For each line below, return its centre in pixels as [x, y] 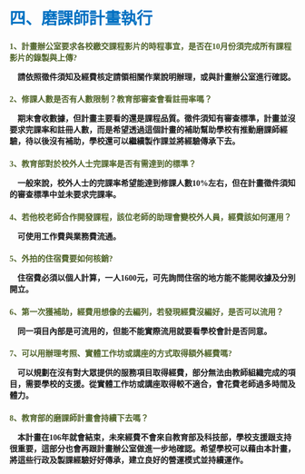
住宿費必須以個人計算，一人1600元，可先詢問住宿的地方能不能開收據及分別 [157, 278]
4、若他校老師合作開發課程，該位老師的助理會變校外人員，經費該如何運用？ [151, 217]
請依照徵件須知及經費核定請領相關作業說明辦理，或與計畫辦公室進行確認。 [157, 77]
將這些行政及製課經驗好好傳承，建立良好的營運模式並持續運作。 [128, 460]
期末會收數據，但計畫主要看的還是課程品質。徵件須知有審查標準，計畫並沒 [157, 119]
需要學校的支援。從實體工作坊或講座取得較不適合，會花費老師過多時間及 [160, 385]
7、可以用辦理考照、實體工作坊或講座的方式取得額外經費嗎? [121, 354]
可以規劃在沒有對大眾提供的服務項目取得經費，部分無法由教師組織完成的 [152, 373]
